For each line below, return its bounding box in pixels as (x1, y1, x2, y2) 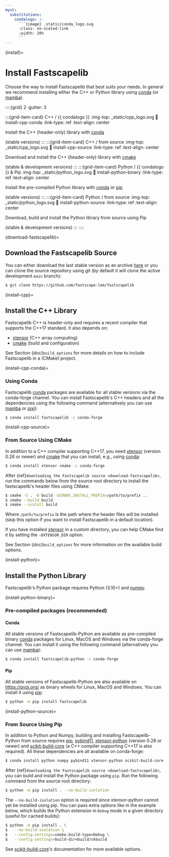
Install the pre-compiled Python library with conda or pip (5, 184, 123, 190)
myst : (5, 7, 17, 13)
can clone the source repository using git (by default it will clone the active (5, 267, 160, 273)
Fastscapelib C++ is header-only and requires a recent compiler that (5, 320, 147, 326)
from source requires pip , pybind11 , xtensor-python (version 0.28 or (21, 737, 162, 744)
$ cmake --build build (5, 497, 53, 502)
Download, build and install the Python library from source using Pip (5, 214, 147, 220)
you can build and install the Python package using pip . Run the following (5, 773, 158, 779)
